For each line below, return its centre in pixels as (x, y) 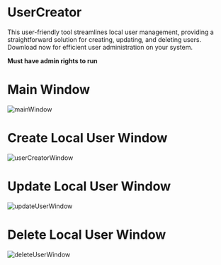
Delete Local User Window (87, 234)
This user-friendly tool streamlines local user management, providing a (110, 32)
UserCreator (45, 12)
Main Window (49, 90)
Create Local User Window (87, 138)
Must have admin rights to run (52, 60)
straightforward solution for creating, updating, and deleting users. (104, 39)
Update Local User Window (89, 186)
